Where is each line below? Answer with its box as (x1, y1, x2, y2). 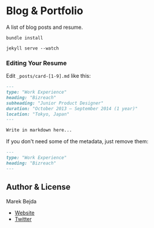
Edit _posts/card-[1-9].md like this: (6, 72, 91, 80)
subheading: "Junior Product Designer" (6, 100, 104, 106)
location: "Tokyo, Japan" (6, 111, 69, 117)
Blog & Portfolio (6, 4, 83, 18)
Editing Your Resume (6, 59, 67, 67)
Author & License (6, 182, 71, 192)
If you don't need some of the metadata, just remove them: (6, 138, 149, 145)
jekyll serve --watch (6, 45, 59, 51)
